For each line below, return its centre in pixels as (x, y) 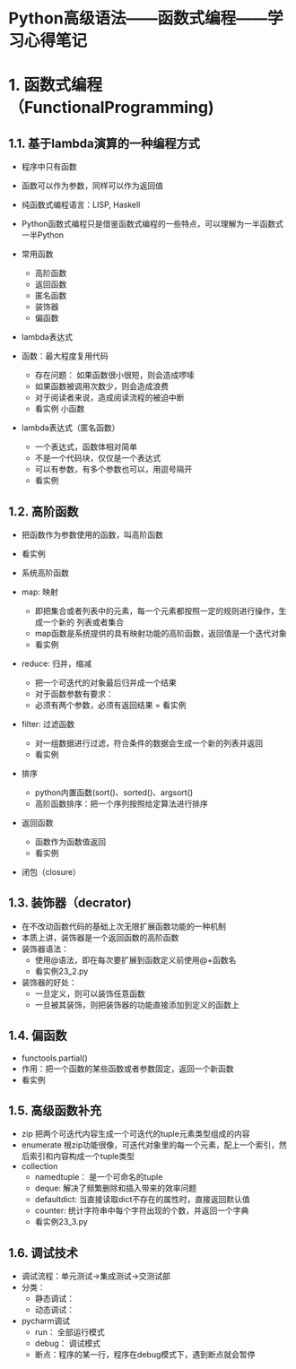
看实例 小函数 (60, 409)
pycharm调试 (46, 1321)
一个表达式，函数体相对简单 (86, 447)
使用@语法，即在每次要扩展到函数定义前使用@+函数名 (135, 959)
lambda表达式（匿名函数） (70, 428)
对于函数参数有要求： (74, 694)
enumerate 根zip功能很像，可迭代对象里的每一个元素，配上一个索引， (150, 1145)
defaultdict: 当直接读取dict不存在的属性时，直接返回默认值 (142, 1200)
